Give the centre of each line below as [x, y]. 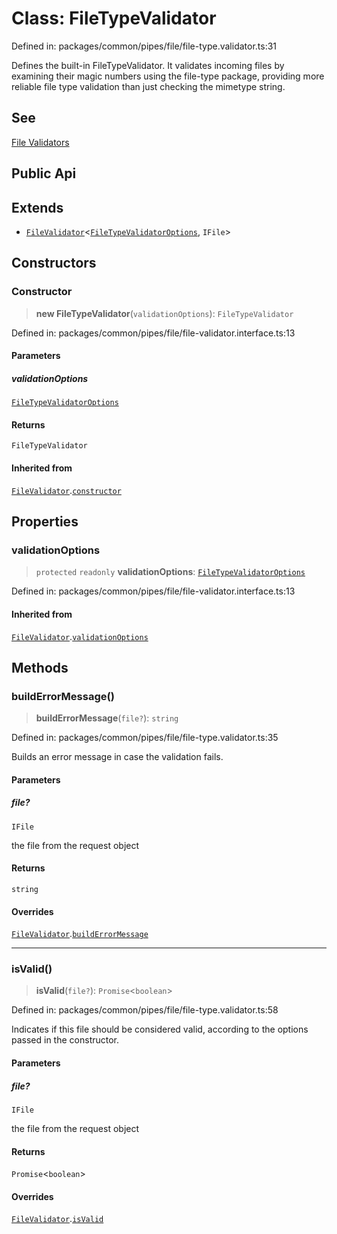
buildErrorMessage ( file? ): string [107, 718]
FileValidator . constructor [66, 490]
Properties [45, 521]
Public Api [44, 173]
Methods [40, 667]
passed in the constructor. [65, 1040]
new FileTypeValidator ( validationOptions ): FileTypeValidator [164, 313]
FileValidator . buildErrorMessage [80, 934]
